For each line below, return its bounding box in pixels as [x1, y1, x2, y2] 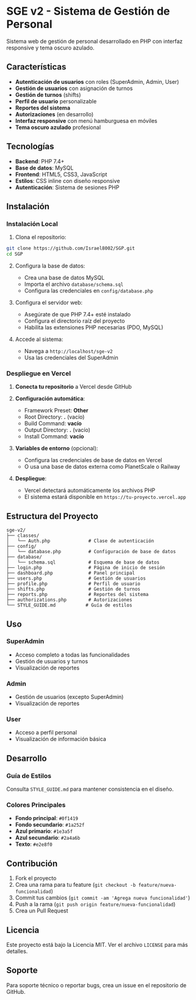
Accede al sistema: [15, 335, 64, 343]
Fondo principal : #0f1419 [15, 815, 78, 822]
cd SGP [6, 251, 23, 258]
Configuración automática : [15, 395, 85, 402]
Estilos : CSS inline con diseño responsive [15, 177, 120, 184]
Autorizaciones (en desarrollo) [15, 110, 94, 118]
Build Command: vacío [24, 420, 82, 427]
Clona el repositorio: [15, 234, 67, 241]
